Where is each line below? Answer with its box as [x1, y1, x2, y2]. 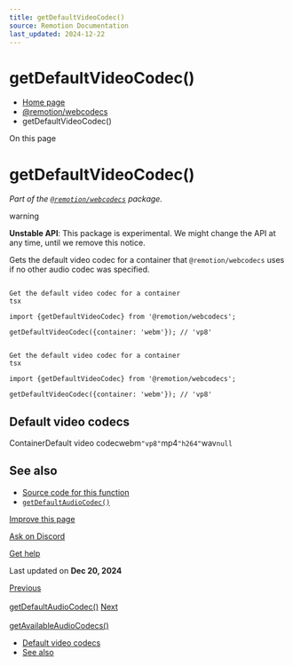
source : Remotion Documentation [9, 21, 129, 30]
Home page [21, 97, 66, 107]
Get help [9, 548, 41, 559]
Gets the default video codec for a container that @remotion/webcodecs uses [9, 255, 285, 266]
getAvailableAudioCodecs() [9, 620, 109, 630]
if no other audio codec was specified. [9, 264, 150, 275]
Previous [9, 583, 42, 593]
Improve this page [9, 513, 75, 524]
